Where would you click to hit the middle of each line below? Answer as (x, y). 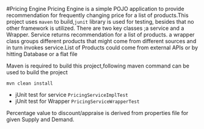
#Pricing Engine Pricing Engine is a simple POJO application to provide (95, 9)
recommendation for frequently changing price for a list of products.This (97, 15)
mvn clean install (30, 83)
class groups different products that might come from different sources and (101, 41)
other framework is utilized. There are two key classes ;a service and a (95, 28)
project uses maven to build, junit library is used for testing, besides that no (100, 22)
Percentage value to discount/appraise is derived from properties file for (97, 113)
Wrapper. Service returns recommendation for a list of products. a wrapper (100, 35)
